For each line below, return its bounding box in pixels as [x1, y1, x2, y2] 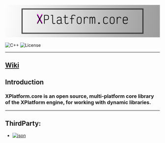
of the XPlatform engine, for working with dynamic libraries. [5, 99, 151, 106]
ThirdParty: [5, 119, 41, 128]
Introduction [5, 78, 44, 86]
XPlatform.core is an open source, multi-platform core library [5, 93, 154, 100]
